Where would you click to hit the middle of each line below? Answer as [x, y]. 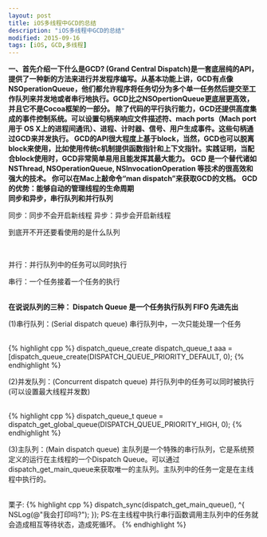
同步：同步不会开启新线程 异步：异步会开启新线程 [90, 215]
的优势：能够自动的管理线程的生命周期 [71, 189]
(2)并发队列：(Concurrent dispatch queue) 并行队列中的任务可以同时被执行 [132, 382]
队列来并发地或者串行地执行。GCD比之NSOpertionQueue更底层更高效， [134, 99]
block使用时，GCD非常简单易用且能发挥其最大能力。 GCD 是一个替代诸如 [136, 159]
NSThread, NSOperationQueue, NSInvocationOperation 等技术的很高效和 [131, 169]
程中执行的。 [29, 480]
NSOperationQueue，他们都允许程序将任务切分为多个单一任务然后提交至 [129, 89]
